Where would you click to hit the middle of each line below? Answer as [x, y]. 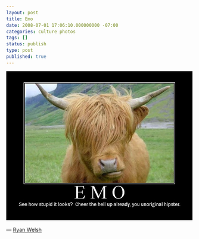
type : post [20, 51]
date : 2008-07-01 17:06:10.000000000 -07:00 [62, 25]
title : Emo [20, 19]
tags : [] [17, 38]
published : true [26, 57]
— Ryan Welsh [24, 229]
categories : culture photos [41, 32]
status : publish [26, 44]
